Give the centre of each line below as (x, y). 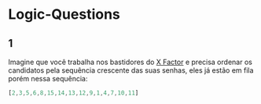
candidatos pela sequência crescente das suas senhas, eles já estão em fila (131, 70)
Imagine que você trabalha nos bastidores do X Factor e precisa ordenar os (130, 62)
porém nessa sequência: (48, 79)
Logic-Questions (64, 14)
